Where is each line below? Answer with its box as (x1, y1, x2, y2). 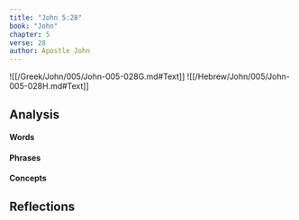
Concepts (9, 172, 47, 184)
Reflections (9, 198, 76, 214)
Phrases (9, 152, 41, 163)
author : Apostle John (9, 47, 91, 56)
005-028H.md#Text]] (9, 81, 90, 92)
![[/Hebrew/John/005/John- (186, 71, 290, 82)
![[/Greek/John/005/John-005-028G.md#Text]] (9, 71, 186, 82)
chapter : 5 (9, 30, 50, 39)
